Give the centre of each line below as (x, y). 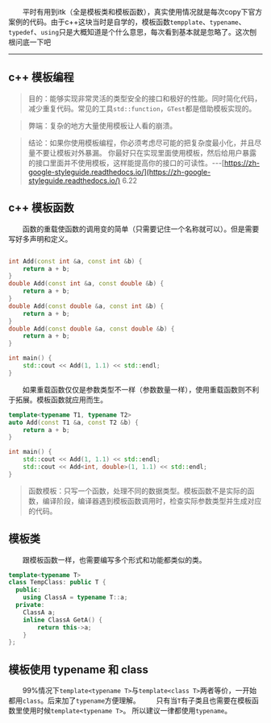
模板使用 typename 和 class (79, 669)
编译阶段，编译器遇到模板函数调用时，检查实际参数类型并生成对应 (152, 501)
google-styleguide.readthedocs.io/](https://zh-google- (119, 172)
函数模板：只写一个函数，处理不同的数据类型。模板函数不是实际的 (138, 491)
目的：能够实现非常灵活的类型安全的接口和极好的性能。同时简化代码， (145, 98)
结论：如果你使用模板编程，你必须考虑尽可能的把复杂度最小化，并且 (141, 143)
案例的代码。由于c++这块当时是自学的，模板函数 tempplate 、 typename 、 (127, 22)
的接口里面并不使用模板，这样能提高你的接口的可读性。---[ (126, 163)
